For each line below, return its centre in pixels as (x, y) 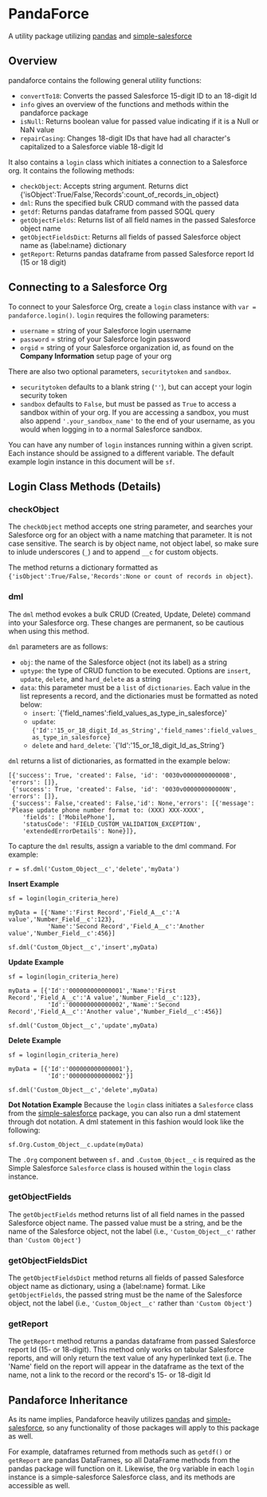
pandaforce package (54, 112)
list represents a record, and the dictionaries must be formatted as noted (139, 695)
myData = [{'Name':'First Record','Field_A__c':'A (94, 912)
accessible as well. (39, 1486)
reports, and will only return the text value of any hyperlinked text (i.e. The (130, 1358)
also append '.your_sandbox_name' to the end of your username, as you (137, 420)
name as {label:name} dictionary (73, 245)
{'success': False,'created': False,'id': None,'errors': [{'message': (133, 803)
